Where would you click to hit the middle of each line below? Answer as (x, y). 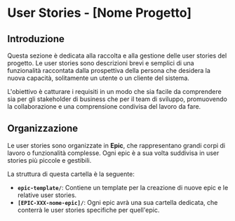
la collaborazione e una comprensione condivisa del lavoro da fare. (104, 106)
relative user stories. (47, 195)
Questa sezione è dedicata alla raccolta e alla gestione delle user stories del (117, 55)
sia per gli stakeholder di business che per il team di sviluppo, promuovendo (117, 99)
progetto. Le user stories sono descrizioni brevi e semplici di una (101, 63)
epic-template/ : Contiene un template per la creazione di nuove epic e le (123, 187)
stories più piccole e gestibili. (49, 160)
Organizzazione (43, 129)
